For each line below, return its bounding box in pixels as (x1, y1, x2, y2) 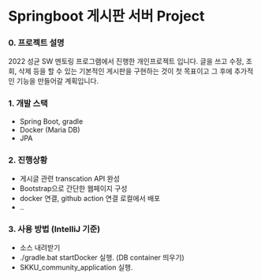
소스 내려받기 (19, 243, 61, 252)
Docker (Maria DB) (19, 125, 80, 134)
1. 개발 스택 (8, 98, 48, 109)
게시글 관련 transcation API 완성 (19, 174, 121, 184)
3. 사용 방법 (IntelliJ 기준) (8, 224, 101, 234)
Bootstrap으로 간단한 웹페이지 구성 (19, 184, 128, 193)
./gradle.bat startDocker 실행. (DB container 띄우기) (19, 253, 185, 263)
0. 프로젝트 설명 (8, 37, 65, 48)
